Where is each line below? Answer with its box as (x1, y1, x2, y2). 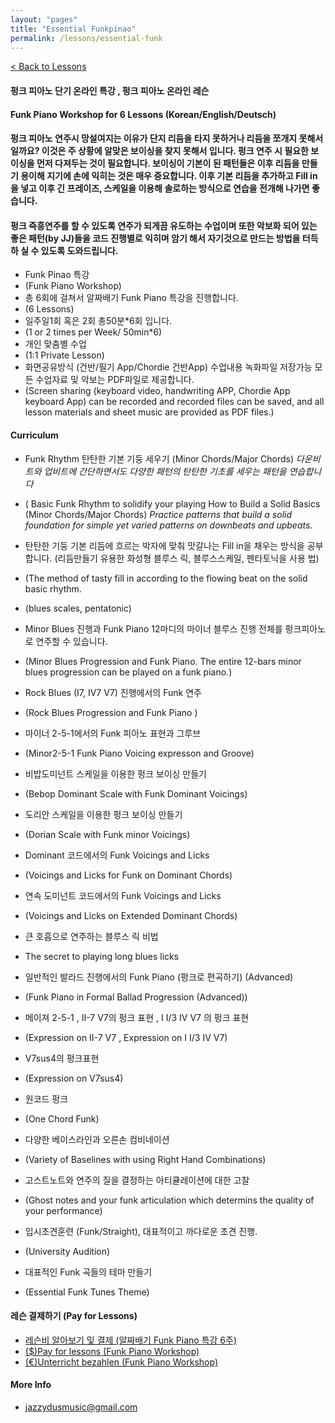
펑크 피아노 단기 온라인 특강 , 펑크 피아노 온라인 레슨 (10, 84, 210, 96)
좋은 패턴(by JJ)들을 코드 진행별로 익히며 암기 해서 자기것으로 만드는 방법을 (10, 232, 301, 244)
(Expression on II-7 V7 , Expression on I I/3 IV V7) (24, 1031, 228, 1043)
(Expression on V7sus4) (24, 1072, 124, 1084)
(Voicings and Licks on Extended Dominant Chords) (24, 909, 238, 921)
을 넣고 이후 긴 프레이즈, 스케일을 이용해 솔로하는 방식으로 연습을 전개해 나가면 (10, 182, 310, 195)
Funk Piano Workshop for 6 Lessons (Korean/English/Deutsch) (10, 108, 277, 120)
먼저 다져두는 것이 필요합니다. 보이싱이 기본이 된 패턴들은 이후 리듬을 (36, 157, 300, 170)
